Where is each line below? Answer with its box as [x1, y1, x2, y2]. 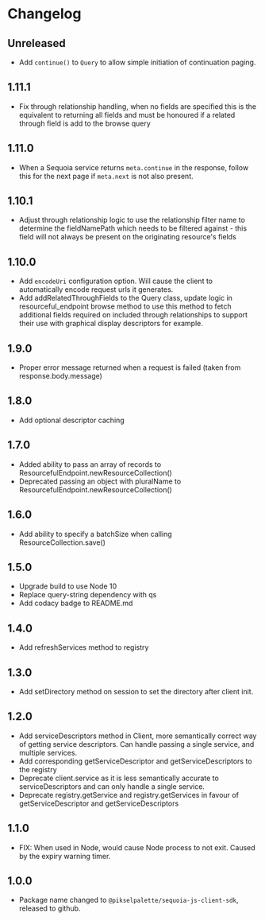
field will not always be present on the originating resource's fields [18, 232, 237, 242]
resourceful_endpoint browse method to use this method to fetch [18, 301, 232, 311]
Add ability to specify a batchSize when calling [18, 529, 172, 538]
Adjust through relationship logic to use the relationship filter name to [18, 216, 245, 225]
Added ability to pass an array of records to [18, 459, 162, 469]
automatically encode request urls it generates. [18, 285, 174, 294]
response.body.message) [18, 371, 102, 381]
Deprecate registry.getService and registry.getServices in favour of [18, 790, 240, 799]
